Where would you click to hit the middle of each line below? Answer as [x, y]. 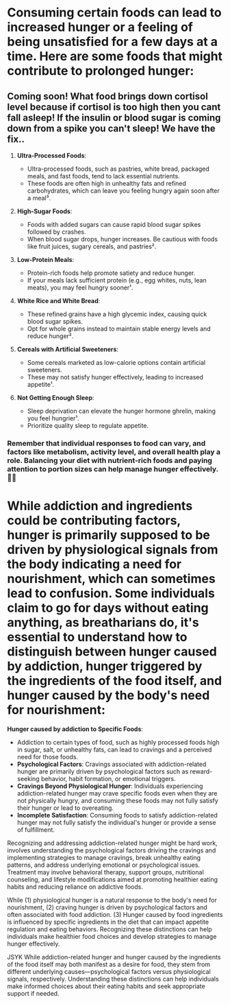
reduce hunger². [50, 336]
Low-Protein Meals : [46, 260]
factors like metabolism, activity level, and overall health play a [114, 452]
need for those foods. [48, 756]
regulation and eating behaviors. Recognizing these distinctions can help [110, 929]
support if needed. [33, 993]
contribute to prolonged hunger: [101, 71]
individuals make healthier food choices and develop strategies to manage [112, 936]
